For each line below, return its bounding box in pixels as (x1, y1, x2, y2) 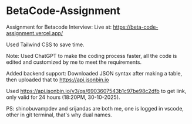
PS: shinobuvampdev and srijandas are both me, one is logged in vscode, (6, 105, 184, 112)
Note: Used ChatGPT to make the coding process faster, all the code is (6, 52, 177, 59)
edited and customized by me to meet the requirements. (6, 58, 142, 66)
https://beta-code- (113, 23, 159, 30)
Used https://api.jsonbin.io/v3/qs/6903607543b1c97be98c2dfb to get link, (6, 87, 187, 94)
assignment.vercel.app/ (6, 29, 63, 36)
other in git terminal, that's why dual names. (6, 111, 113, 118)
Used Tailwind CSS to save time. (6, 41, 85, 48)
